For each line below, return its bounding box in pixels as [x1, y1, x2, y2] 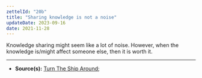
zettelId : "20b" [6, 8, 47, 15]
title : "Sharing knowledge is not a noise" [6, 14, 117, 20]
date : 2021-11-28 [6, 25, 50, 32]
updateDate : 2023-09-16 [6, 20, 66, 26]
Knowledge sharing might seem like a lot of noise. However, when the [6, 42, 179, 49]
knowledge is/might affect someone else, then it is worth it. [6, 48, 153, 55]
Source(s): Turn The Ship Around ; [14, 65, 100, 72]
